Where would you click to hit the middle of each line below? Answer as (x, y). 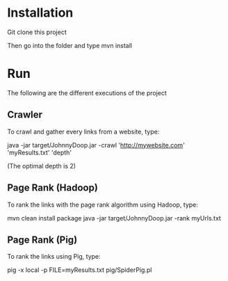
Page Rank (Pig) (42, 240)
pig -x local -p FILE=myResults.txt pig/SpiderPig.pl (80, 270)
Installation (40, 13)
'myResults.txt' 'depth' (39, 152)
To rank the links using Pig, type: (54, 257)
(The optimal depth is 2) (42, 166)
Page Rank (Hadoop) (53, 188)
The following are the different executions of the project (87, 93)
